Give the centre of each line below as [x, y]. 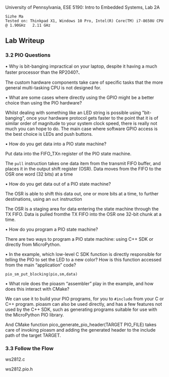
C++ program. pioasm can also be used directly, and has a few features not [84, 304]
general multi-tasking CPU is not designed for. [53, 87]
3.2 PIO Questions [28, 55]
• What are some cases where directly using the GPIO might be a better [80, 97]
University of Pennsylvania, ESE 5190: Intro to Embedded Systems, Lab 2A [82, 7]
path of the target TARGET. [33, 335]
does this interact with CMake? [37, 289]
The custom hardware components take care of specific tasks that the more [84, 82]
